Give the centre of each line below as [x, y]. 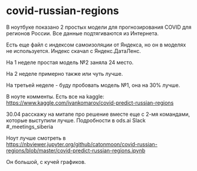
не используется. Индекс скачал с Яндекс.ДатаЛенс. [74, 51]
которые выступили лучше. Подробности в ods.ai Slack [76, 120]
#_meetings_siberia [30, 126]
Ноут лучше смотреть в [36, 138]
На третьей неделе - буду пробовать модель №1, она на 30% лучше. [93, 85]
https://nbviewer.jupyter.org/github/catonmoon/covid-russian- [82, 144]
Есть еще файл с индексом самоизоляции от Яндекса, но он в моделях [96, 45]
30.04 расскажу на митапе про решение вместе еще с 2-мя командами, [98, 114]
